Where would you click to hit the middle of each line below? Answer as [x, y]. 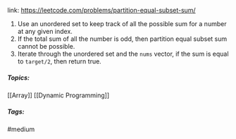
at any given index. [45, 31]
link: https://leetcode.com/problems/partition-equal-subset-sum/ [101, 10]
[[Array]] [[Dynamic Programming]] [58, 95]
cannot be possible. [46, 46]
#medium [21, 129]
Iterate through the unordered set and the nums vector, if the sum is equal [123, 54]
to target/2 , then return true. [60, 61]
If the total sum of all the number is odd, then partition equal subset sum [122, 39]
